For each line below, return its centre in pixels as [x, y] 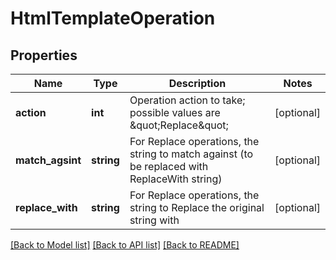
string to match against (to [191, 154]
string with [154, 220]
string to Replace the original [197, 207]
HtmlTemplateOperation [113, 18]
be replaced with [169, 166]
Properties [44, 55]
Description [197, 83]
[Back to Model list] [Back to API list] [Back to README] [125, 245]
